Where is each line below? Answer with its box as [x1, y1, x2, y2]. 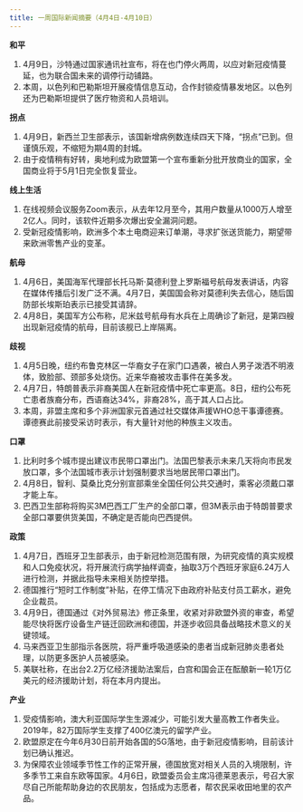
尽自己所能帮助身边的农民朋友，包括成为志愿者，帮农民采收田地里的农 [22, 781, 285, 792]
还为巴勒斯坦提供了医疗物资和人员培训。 [22, 92, 174, 103]
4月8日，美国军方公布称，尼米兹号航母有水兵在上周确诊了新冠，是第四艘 [22, 310, 295, 321]
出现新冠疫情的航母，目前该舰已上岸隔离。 [22, 321, 182, 332]
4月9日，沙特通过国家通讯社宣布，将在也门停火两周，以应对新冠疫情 [22, 58, 279, 69]
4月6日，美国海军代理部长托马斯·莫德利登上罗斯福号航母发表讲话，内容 [22, 275, 289, 286]
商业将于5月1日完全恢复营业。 [30, 165, 142, 176]
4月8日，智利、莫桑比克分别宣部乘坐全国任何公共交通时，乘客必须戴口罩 [22, 478, 295, 488]
